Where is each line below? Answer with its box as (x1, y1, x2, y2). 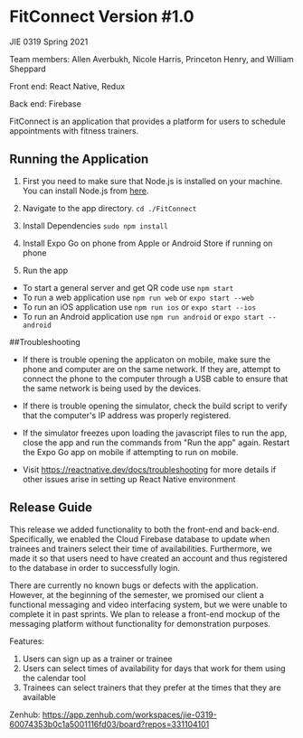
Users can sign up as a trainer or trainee (22, 653, 173, 664)
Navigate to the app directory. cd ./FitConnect (22, 202, 197, 213)
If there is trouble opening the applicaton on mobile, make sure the (22, 354, 271, 365)
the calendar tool (22, 672, 86, 683)
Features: (9, 635, 45, 647)
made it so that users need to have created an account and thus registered (9, 553, 288, 564)
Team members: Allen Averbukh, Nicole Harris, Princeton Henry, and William (9, 53, 294, 64)
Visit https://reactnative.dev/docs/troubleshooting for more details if (22, 463, 277, 475)
